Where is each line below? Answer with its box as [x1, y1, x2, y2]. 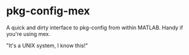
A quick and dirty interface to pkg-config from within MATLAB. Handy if [6, 24, 183, 31]
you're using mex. [6, 30, 51, 37]
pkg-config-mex [6, 4, 90, 18]
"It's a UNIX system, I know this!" [6, 42, 88, 49]
